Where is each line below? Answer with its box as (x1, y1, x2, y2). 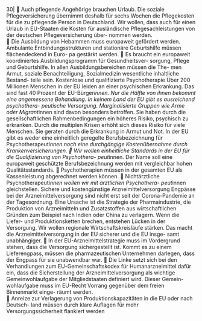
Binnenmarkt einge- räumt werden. (6, 288, 93, 296)
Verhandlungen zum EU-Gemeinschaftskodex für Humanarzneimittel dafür (6, 263, 192, 270)
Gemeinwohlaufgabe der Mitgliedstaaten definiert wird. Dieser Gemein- (6, 276, 184, 282)
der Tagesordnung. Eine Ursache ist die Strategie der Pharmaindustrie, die (6, 198, 191, 206)
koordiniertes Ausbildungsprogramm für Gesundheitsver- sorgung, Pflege (6, 57, 190, 64)
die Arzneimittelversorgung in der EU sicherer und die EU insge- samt (6, 230, 180, 238)
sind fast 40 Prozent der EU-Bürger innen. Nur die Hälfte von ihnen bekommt (6, 89, 196, 96)
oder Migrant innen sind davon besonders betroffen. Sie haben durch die (6, 109, 186, 115)
